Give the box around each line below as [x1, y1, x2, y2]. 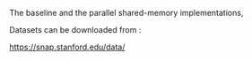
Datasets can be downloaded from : [9, 25, 142, 34]
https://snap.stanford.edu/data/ [9, 42, 126, 52]
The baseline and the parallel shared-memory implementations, [9, 8, 244, 18]
